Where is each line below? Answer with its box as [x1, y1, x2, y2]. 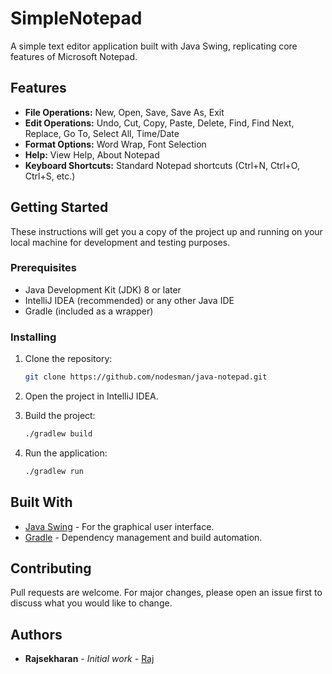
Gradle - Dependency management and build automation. [24, 531, 263, 543]
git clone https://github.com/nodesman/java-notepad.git [24, 372, 268, 382]
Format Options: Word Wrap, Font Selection [24, 138, 207, 150]
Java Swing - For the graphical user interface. [24, 520, 215, 532]
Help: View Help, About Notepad [24, 148, 160, 161]
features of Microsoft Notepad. [10, 50, 138, 62]
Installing [10, 330, 57, 344]
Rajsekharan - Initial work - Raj [24, 653, 155, 665]
